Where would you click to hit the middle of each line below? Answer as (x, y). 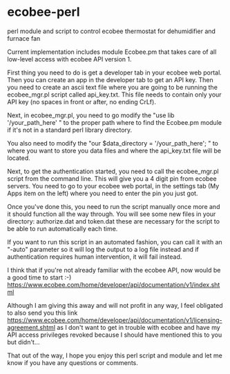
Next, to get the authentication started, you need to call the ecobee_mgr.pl (113, 171)
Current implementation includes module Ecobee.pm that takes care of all (112, 52)
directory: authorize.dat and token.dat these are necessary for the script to (113, 221)
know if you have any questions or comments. (73, 362)
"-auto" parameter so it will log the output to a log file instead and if (103, 249)
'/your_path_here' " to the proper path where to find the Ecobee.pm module (115, 122)
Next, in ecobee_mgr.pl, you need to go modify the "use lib (91, 115)
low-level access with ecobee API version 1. (69, 59)
